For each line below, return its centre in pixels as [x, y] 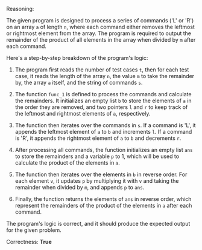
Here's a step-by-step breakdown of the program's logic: [77, 58]
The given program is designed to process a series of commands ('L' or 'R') [100, 20]
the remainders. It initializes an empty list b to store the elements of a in [103, 100]
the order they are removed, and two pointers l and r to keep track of [101, 107]
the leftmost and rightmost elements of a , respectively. [83, 113]
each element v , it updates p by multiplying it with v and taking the [97, 181]
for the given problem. [34, 230]
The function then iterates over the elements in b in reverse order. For [101, 174]
